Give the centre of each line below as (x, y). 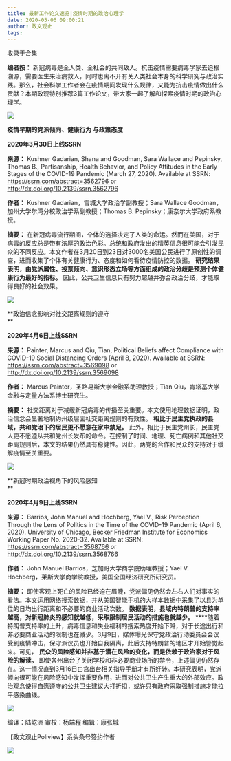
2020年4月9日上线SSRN (42, 502)
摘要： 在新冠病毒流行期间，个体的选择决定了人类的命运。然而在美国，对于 (113, 235)
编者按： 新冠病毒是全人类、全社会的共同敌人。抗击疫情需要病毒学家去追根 (113, 68)
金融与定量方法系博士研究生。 (49, 396)
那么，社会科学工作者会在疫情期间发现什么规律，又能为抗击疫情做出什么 (121, 85)
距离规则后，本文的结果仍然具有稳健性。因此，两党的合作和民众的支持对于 (112, 444)
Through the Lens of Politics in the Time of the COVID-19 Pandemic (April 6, (114, 525)
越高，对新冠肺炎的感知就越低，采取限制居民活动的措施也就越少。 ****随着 (113, 617)
